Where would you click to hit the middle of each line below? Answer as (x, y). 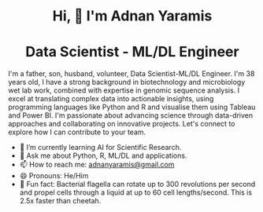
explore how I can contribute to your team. (77, 132)
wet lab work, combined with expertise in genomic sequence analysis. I (124, 90)
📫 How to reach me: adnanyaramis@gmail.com (97, 165)
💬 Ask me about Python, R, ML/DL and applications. (103, 155)
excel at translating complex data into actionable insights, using (111, 99)
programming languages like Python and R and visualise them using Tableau (132, 107)
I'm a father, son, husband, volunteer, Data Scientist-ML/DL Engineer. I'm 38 (131, 74)
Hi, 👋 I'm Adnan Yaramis (132, 16)
